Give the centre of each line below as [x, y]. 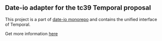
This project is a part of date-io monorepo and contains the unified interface [81, 19]
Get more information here [32, 33]
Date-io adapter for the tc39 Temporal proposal [78, 8]
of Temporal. [18, 24]
